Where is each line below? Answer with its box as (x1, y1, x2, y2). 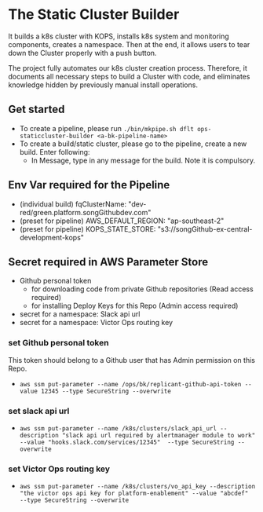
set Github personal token (8, 338, 109, 349)
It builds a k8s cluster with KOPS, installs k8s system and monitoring (8, 31, 229, 41)
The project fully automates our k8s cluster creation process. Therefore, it (8, 63, 247, 72)
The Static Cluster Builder (8, 5, 180, 24)
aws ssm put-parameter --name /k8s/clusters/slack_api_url (19, 424, 217, 433)
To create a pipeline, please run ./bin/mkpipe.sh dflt (19, 123, 195, 133)
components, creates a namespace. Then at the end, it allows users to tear (8, 39, 250, 49)
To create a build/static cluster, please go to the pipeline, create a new (19, 139, 247, 148)
